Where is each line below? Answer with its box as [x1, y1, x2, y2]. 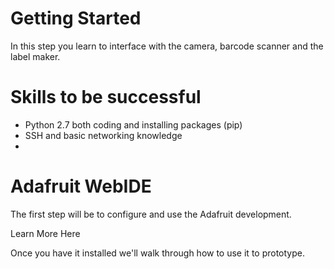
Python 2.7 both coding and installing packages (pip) [24, 118, 243, 131]
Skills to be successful [10, 86, 202, 109]
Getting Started [10, 7, 142, 30]
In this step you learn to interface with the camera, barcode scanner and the [10, 40, 324, 52]
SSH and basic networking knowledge [24, 129, 183, 141]
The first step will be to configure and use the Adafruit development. [10, 208, 292, 220]
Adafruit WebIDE [10, 175, 152, 198]
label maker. [10, 50, 61, 62]
